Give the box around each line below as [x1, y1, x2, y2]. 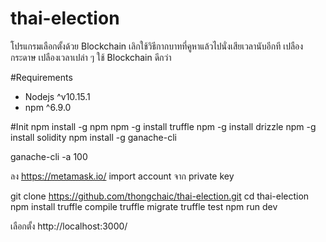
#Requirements [10, 71, 73, 83]
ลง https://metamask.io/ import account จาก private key [10, 170, 235, 182]
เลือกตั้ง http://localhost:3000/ [10, 220, 128, 232]
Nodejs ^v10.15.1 [24, 90, 91, 102]
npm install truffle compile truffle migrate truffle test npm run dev [10, 200, 278, 212]
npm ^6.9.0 [24, 101, 72, 113]
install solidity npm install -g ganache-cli [10, 131, 177, 143]
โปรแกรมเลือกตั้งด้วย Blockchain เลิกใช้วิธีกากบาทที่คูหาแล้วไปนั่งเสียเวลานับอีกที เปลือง [10, 40, 304, 52]
